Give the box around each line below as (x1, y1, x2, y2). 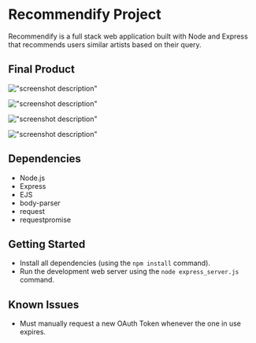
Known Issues (8, 297, 80, 312)
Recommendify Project (8, 6, 161, 24)
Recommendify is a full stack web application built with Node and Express (8, 31, 248, 41)
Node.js (19, 173, 46, 183)
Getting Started (8, 238, 86, 251)
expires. (19, 327, 46, 337)
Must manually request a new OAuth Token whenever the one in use (19, 319, 242, 328)
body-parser (19, 198, 61, 208)
